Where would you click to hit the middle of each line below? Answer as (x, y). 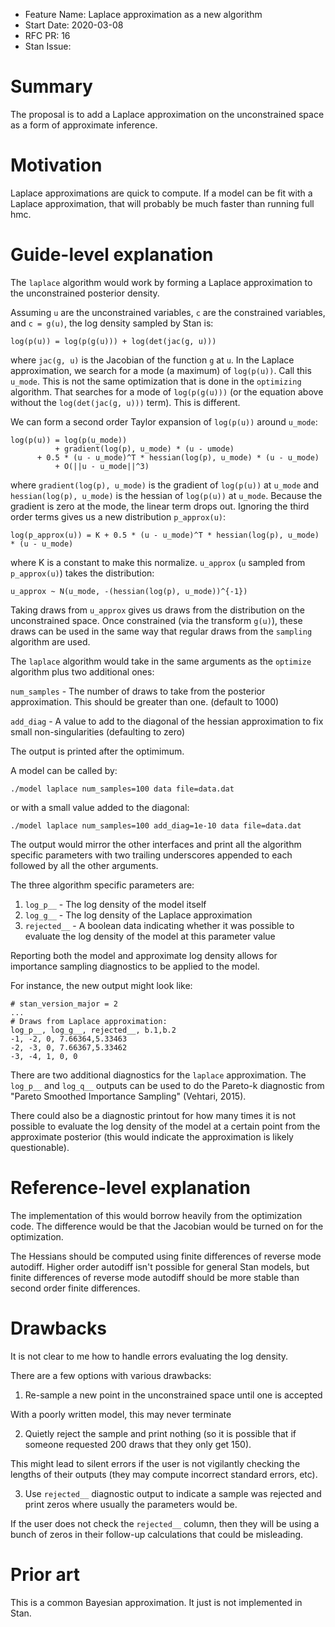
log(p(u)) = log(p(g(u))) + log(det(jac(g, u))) (113, 341)
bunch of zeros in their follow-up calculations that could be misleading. (157, 1534)
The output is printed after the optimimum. (97, 751)
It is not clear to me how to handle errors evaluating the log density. (149, 1356)
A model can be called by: (64, 770)
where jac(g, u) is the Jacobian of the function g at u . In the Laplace (152, 360)
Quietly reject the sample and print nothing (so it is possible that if (160, 1433)
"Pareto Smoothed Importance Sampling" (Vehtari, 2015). (128, 1096)
